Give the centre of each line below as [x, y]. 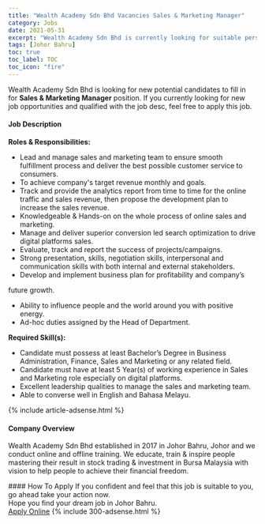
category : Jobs [33, 23]
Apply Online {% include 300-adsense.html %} [84, 511]
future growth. [32, 290]
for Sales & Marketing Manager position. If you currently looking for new [127, 98]
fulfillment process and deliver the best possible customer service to [131, 165]
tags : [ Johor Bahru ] [42, 45]
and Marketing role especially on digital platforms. [101, 378]
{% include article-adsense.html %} [66, 410]
